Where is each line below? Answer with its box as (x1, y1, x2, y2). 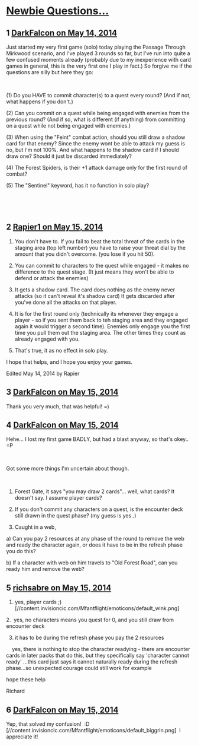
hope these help (6, 676, 46, 683)
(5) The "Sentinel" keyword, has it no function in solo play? (6, 182, 150, 189)
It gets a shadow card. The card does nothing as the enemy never (14, 286, 176, 293)
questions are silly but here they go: (6, 69, 93, 75)
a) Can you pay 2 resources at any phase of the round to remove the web (6, 535, 185, 542)
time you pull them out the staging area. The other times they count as (14, 329, 186, 336)
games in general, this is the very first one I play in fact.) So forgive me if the (6, 62, 192, 69)
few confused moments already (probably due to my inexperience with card (6, 56, 191, 63)
